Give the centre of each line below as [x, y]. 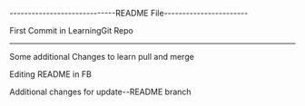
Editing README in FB [51, 74]
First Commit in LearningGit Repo [71, 30]
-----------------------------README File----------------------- [129, 13]
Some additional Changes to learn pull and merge [102, 57]
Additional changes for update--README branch [101, 92]
